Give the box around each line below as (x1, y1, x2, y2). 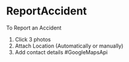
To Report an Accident (6, 24, 62, 31)
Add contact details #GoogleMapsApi (14, 48, 108, 55)
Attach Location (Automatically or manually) (14, 42, 124, 49)
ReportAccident (6, 4, 87, 18)
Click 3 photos (14, 36, 51, 43)
